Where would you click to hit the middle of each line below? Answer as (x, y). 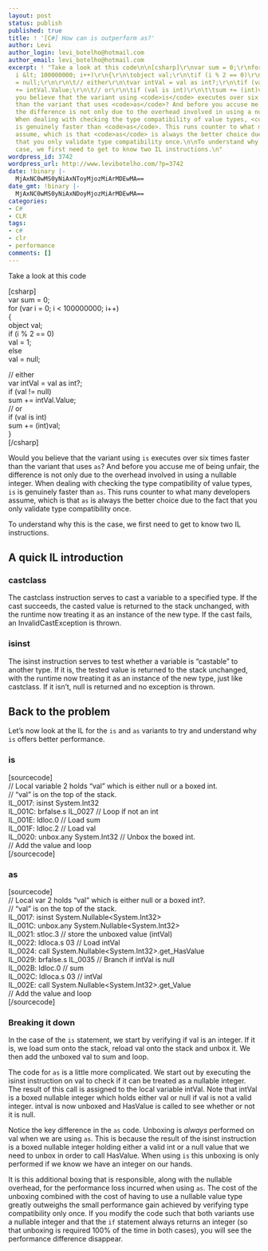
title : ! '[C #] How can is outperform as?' (82, 38)
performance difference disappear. (66, 1239)
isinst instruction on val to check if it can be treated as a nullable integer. (127, 1081)
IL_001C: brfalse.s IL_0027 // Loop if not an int (83, 811)
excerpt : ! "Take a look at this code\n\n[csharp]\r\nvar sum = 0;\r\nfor (135, 68)
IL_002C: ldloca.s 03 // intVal (55, 977)
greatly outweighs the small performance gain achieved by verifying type (128, 1205)
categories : (28, 201)
